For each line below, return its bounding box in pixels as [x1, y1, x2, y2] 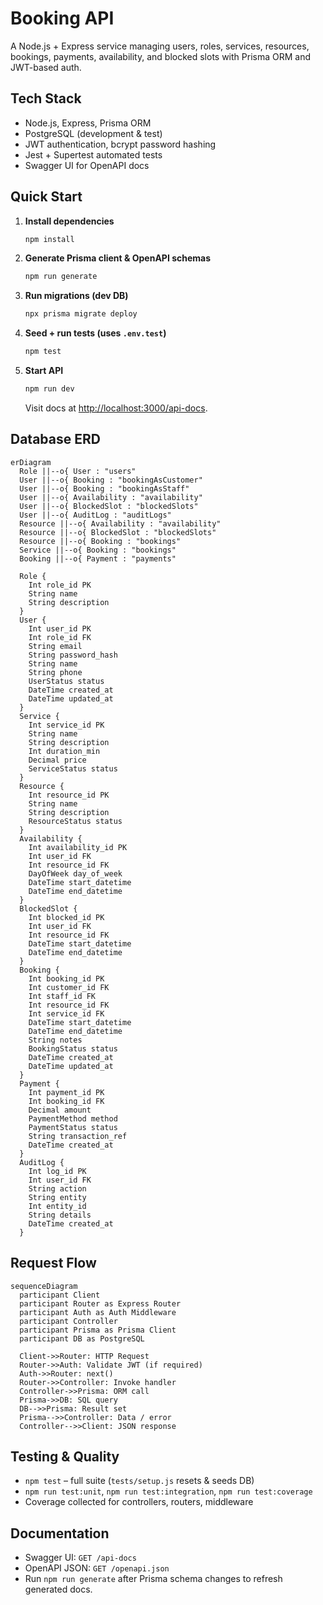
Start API [24, 365, 64, 377]
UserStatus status [28, 676, 105, 686]
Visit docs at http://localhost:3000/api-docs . [24, 402, 208, 414]
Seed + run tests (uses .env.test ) [24, 327, 167, 339]
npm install [24, 234, 75, 244]
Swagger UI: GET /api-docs [24, 1552, 137, 1564]
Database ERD [10, 431, 101, 448]
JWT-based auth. [10, 61, 82, 73]
